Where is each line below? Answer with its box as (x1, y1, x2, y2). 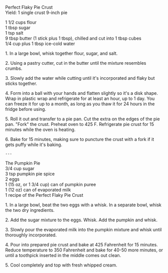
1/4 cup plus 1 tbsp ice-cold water (5, 41, 75, 47)
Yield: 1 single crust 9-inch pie (5, 10, 68, 16)
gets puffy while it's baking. (5, 142, 63, 148)
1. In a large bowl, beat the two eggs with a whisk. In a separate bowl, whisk (5, 202, 162, 208)
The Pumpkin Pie (5, 160, 41, 166)
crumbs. (5, 65, 23, 71)
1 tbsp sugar (5, 25, 31, 31)
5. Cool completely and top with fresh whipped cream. (5, 262, 117, 268)
